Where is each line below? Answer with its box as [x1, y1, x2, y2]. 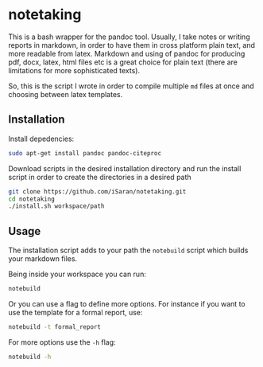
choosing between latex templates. [8, 89, 123, 99]
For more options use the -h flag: [8, 337, 117, 347]
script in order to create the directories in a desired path [8, 172, 192, 182]
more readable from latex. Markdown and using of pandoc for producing [8, 49, 246, 58]
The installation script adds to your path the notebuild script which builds [8, 245, 249, 256]
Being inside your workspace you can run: [8, 269, 147, 279]
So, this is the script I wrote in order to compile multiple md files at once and [8, 81, 254, 91]
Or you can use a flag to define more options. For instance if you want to [8, 299, 246, 308]
